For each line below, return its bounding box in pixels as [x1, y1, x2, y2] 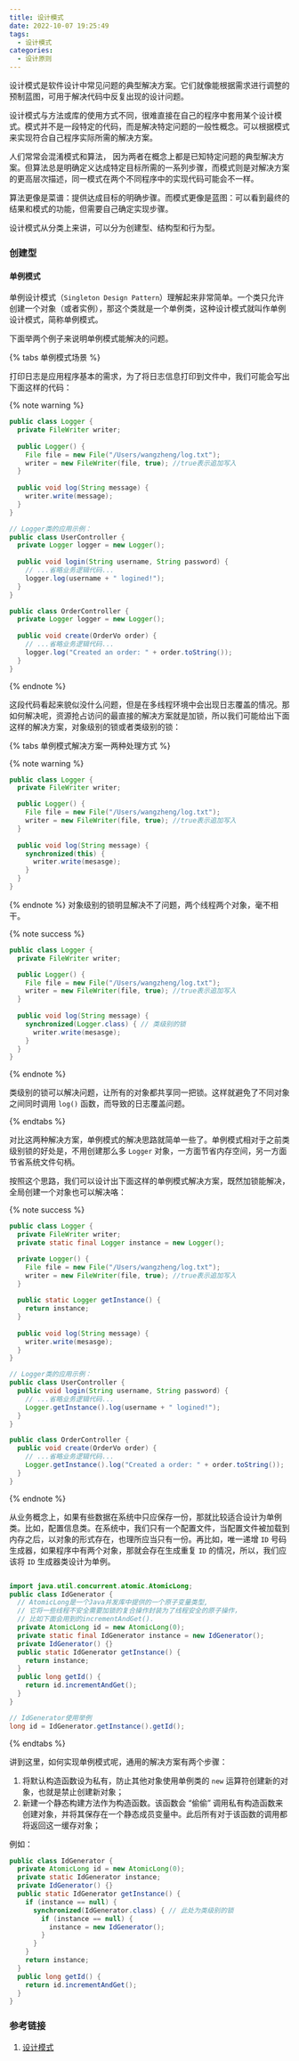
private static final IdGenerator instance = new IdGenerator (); [17, 1631, 265, 1640]
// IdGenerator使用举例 [9, 1713, 92, 1723]
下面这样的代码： [9, 382, 72, 393]
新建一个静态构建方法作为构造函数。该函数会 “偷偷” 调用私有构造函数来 [21, 1797, 284, 1808]
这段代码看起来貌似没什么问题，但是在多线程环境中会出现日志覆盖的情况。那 [9, 699, 290, 710]
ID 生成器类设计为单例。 [26, 1555, 116, 1567]
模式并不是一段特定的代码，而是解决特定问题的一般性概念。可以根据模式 [24, 121, 290, 132]
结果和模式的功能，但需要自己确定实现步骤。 [9, 204, 174, 214]
